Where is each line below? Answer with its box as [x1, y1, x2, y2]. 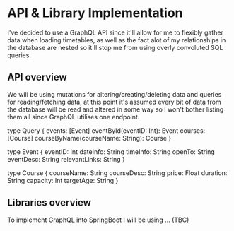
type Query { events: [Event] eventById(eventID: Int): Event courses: [7, 126, 206, 135]
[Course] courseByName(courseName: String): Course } [7, 134, 172, 142]
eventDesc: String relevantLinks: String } [7, 155, 126, 163]
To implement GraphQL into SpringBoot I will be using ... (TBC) [7, 215, 189, 224]
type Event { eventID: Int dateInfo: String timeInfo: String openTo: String [7, 147, 216, 156]
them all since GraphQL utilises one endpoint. [7, 112, 140, 121]
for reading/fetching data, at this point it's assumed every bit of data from [7, 97, 221, 106]
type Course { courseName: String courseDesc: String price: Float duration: [7, 168, 228, 177]
